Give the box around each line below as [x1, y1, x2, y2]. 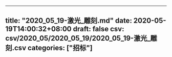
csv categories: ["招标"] [14, 44, 93, 52]
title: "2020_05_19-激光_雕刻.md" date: [5, 16, 132, 25]
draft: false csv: [73, 25, 124, 33]
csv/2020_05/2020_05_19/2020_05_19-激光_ [5, 34, 150, 43]
